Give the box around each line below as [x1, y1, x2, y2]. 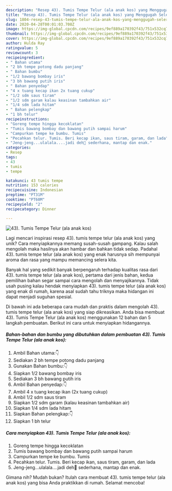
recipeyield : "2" [6, 202, 43, 207]
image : [6, 27, 20, 32]
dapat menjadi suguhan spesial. [6, 293, 73, 300]
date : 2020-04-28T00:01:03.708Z [6, 21, 75, 27]
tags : [6, 155, 17, 160]
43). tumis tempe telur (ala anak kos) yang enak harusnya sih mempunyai [6, 251, 160, 257]
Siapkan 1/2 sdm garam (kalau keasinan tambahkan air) [13, 400, 130, 406]
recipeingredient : [6, 55, 45, 60]
